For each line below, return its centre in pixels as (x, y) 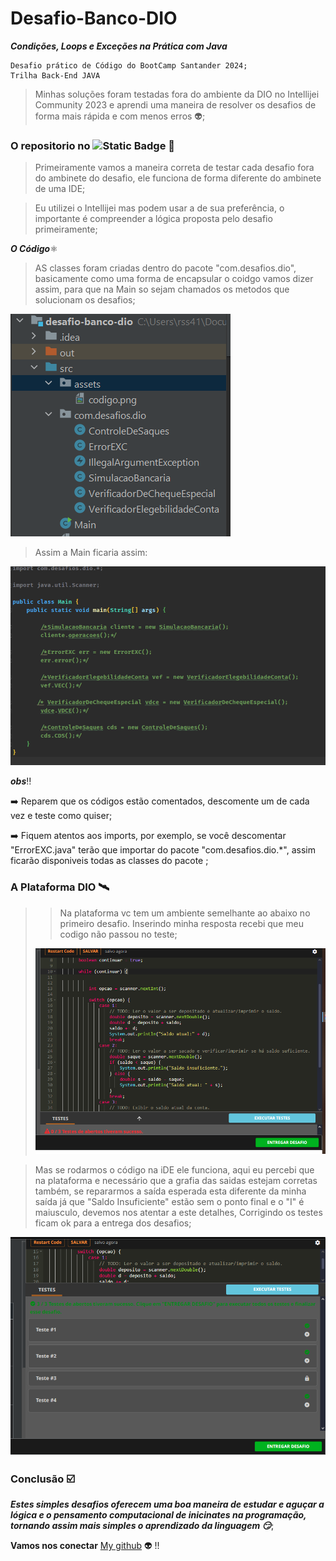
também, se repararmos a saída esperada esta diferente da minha (170, 1191)
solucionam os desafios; (85, 300)
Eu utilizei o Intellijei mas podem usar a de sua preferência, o (159, 208)
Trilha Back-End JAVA (55, 75)
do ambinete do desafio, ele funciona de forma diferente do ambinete (178, 178)
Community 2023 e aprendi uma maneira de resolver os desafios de (175, 104)
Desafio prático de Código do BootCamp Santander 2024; (129, 65)
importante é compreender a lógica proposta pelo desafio (153, 219)
